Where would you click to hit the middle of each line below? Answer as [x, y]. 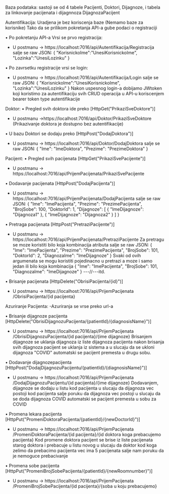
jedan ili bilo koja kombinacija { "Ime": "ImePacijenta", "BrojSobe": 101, [85, 266]
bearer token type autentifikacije [46, 99]
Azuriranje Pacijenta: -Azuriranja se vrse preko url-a [59, 306]
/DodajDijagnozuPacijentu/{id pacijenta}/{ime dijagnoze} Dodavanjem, [86, 383]
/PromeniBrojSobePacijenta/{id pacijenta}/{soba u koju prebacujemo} [85, 486]
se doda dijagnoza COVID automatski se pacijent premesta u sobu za [84, 399]
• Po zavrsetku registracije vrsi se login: [47, 68]
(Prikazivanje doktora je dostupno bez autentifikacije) [68, 124]
